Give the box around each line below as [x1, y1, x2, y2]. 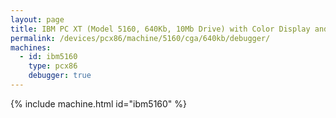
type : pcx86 [28, 61, 78, 71]
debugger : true [28, 71, 92, 81]
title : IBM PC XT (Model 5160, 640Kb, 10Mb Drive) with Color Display [10, 24, 311, 34]
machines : [10, 42, 52, 53]
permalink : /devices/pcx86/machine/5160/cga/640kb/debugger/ [10, 33, 271, 43]
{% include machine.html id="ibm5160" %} [10, 97, 188, 110]
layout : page [10, 14, 65, 25]
